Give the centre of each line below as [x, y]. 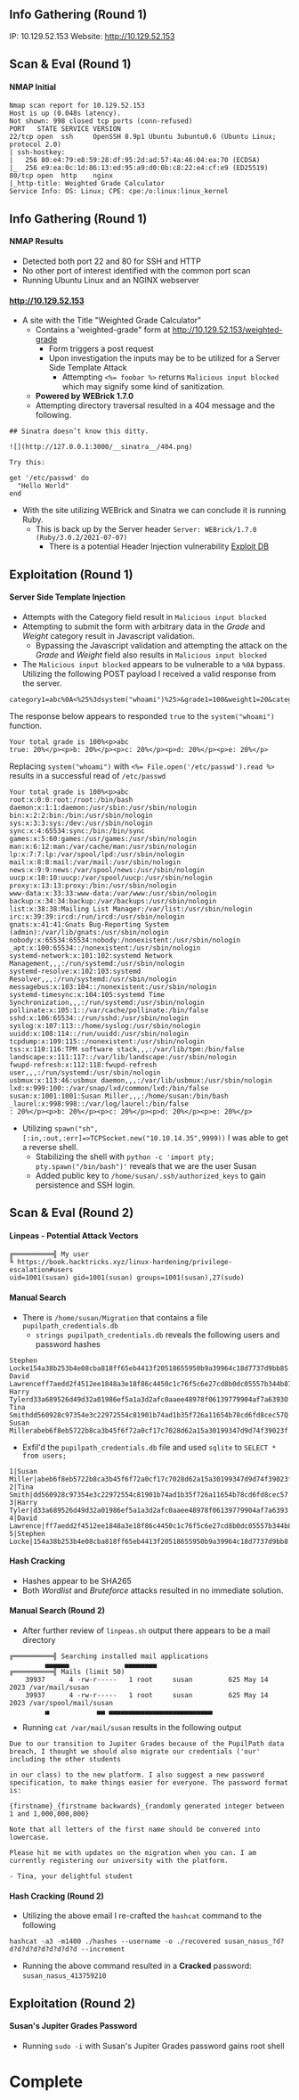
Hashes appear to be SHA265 [77, 1581]
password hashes [68, 1344]
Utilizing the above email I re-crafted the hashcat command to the [142, 1916]
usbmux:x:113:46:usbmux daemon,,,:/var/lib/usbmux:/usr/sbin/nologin [141, 1080]
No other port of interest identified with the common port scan [136, 270]
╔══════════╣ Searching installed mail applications [109, 1656]
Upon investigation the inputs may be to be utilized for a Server [164, 358]
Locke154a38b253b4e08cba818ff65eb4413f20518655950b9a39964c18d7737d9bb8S [149, 1368]
